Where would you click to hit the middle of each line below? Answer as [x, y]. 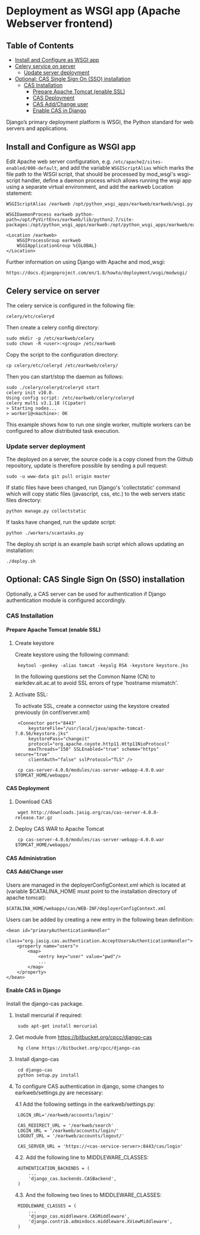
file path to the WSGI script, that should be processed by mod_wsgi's [91, 174]
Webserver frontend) [60, 24]
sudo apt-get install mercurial [58, 1026]
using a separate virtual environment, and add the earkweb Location [90, 186]
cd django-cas [35, 1070]
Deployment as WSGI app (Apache [93, 11]
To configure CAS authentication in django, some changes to [89, 1086]
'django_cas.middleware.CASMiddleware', [79, 1217]
